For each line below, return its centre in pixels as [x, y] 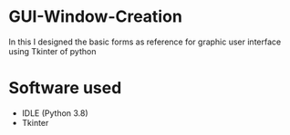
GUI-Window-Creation [96, 17]
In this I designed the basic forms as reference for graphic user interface [145, 42]
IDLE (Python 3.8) [55, 113]
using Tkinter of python [52, 51]
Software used [65, 88]
